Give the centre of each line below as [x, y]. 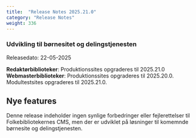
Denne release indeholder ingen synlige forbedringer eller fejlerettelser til [98, 116]
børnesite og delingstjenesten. [44, 128]
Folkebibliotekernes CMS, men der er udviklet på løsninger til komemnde [97, 122]
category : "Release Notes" [40, 18]
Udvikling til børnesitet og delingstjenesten [72, 44]
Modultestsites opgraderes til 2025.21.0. [57, 82]
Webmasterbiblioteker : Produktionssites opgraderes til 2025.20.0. [90, 76]
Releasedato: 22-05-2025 [39, 57]
